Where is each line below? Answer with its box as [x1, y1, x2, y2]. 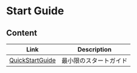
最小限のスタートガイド [61, 56, 127, 65]
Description [77, 46, 112, 53]
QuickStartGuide [9, 56, 56, 64]
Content [6, 28, 38, 38]
